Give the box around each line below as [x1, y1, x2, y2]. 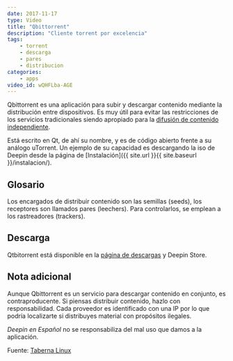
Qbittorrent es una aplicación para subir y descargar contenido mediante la [7, 100, 223, 109]
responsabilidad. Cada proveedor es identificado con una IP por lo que [7, 304, 210, 312]
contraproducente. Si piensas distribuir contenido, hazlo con [7, 297, 181, 305]
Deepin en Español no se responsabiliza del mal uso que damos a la [7, 325, 202, 333]
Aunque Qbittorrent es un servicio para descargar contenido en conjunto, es [7, 289, 226, 298]
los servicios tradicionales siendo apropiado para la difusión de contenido [7, 116, 219, 124]
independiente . [7, 123, 51, 131]
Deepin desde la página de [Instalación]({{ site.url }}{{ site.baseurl [7, 151, 197, 160]
